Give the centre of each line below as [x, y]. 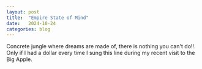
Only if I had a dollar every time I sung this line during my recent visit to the [101, 53]
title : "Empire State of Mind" [47, 18]
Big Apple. [19, 59]
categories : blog [28, 29]
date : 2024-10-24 [31, 23]
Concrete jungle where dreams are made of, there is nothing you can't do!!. [101, 46]
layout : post [23, 12]
